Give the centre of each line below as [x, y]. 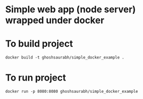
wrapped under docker [55, 20]
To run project [36, 78]
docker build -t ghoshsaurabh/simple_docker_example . [65, 57]
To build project [39, 44]
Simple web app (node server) [71, 9]
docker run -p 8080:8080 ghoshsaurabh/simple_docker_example [72, 92]
